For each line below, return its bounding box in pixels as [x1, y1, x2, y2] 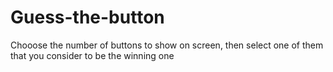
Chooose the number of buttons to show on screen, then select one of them [10, 39, 324, 51]
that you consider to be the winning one [10, 49, 175, 61]
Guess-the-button [10, 6, 165, 29]
